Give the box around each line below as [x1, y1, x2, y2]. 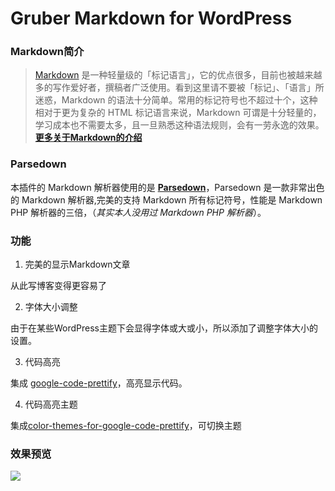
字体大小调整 [24, 301, 78, 313]
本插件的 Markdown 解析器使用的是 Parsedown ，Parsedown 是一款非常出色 [10, 181, 325, 193]
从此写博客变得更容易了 [10, 280, 107, 292]
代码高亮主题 [24, 398, 78, 411]
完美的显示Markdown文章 [24, 258, 131, 271]
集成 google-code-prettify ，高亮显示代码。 [10, 377, 188, 389]
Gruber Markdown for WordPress [10, 7, 293, 30]
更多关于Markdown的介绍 [34, 132, 143, 144]
